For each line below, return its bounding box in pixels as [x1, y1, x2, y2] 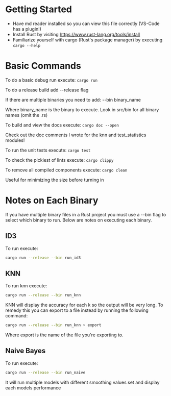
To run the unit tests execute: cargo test [5, 147, 91, 153]
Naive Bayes [5, 346, 46, 355]
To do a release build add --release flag [5, 87, 89, 93]
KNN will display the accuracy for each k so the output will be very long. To [5, 302, 163, 308]
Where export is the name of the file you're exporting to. [5, 332, 124, 338]
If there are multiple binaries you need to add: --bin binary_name [5, 96, 141, 103]
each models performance [5, 384, 61, 391]
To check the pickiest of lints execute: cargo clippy [5, 157, 114, 163]
